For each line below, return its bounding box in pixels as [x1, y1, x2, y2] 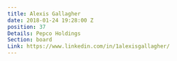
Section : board [7, 36, 53, 43]
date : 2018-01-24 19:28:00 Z [7, 17, 94, 24]
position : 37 [7, 23, 46, 30]
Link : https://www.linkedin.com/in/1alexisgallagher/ [7, 43, 171, 50]
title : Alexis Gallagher [7, 10, 81, 18]
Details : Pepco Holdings [7, 29, 81, 37]
